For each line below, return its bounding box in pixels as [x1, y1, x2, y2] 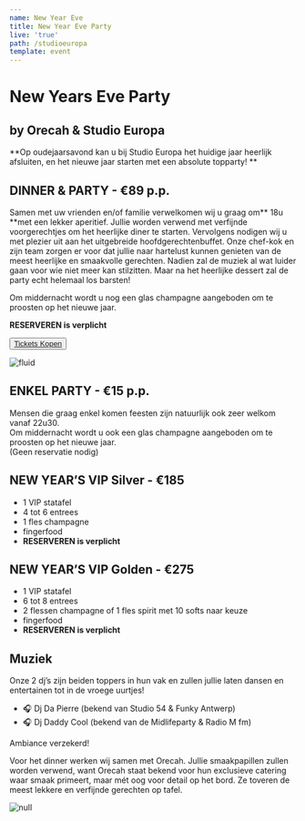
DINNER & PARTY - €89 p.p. [9, 183, 170, 198]
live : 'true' [9, 30, 59, 39]
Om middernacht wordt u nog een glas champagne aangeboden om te [9, 292, 274, 303]
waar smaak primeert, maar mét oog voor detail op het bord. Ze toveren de [9, 775, 290, 786]
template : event [9, 47, 71, 56]
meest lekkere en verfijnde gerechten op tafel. [9, 785, 183, 796]
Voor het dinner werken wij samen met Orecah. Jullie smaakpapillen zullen [9, 755, 290, 766]
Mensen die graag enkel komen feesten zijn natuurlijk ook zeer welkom [9, 407, 276, 419]
